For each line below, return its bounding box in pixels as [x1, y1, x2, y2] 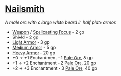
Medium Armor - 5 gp [12, 44, 56, 50]
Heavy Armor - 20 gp [12, 50, 55, 56]
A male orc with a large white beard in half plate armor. [5, 19, 117, 25]
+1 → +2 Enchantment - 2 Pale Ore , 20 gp [12, 60, 96, 66]
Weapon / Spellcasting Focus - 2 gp [12, 29, 84, 35]
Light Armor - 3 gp [12, 39, 50, 45]
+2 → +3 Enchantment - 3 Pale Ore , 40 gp [12, 65, 98, 71]
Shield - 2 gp [12, 34, 39, 40]
